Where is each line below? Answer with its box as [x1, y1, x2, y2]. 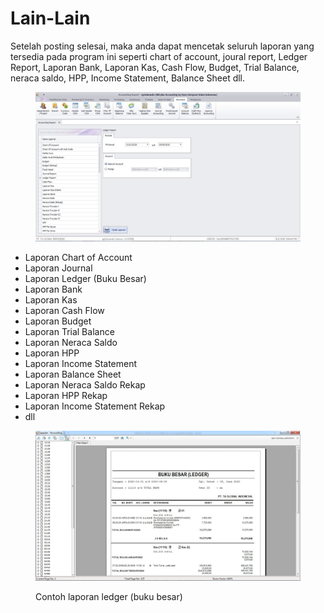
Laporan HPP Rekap [24, 390, 108, 402]
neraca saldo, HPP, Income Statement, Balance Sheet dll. [10, 72, 246, 84]
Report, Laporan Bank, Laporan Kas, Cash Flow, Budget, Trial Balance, [10, 61, 300, 73]
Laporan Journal [24, 262, 93, 274]
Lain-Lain [10, 7, 91, 30]
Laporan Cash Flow [24, 305, 105, 317]
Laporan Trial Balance [24, 326, 115, 338]
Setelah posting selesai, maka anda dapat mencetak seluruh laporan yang [10, 40, 315, 52]
